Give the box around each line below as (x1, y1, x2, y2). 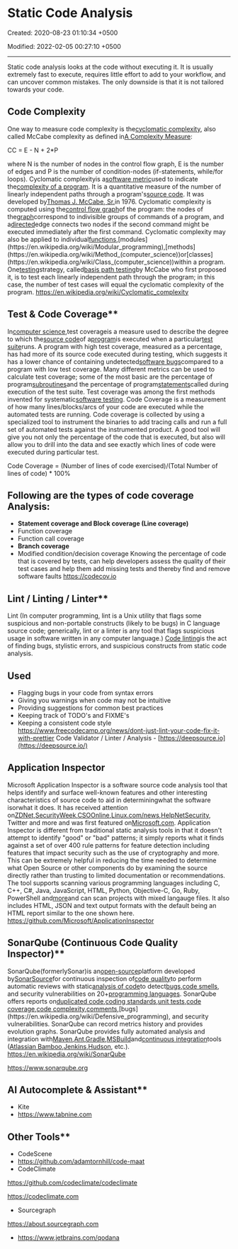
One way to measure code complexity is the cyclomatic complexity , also (7, 124, 216, 133)
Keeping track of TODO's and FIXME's (17, 711, 130, 719)
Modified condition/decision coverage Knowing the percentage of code (17, 550, 227, 558)
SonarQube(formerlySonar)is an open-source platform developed (7, 967, 195, 975)
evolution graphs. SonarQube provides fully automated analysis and (7, 1027, 205, 1036)
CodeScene (17, 1150, 52, 1158)
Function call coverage (17, 534, 85, 543)
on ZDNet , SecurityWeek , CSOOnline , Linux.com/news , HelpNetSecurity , (7, 811, 211, 819)
